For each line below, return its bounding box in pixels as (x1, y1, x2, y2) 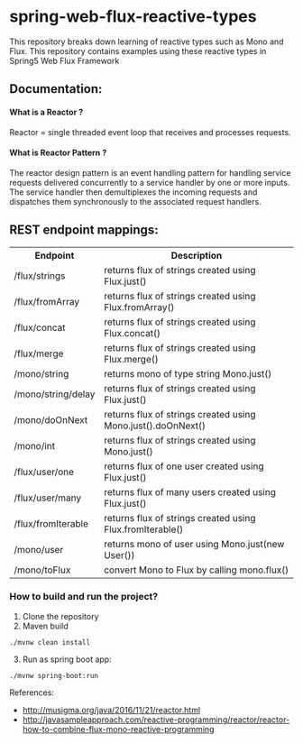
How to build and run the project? (9, 591, 159, 603)
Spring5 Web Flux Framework (9, 55, 120, 66)
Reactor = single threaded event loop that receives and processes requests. (9, 126, 291, 137)
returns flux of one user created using (103, 460, 264, 472)
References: (9, 687, 54, 698)
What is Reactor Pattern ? (9, 147, 107, 159)
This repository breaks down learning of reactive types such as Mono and (9, 36, 284, 47)
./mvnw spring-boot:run (9, 671, 99, 680)
